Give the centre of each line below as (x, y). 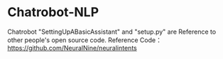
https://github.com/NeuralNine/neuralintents (72, 48)
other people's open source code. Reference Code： (85, 40)
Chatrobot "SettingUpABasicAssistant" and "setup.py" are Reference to (112, 32)
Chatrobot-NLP (53, 12)
